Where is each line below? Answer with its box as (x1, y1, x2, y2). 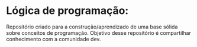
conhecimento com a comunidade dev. (6, 35, 101, 42)
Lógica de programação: (6, 4, 129, 17)
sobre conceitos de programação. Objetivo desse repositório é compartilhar (6, 29, 191, 36)
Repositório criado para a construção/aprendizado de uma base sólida (6, 23, 178, 30)
